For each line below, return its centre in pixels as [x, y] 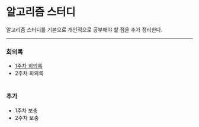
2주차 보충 [27, 118]
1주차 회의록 [28, 66]
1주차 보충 [26, 110]
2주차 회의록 [29, 73]
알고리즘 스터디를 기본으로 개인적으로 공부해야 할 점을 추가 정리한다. [84, 30]
